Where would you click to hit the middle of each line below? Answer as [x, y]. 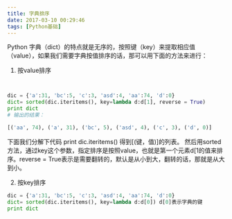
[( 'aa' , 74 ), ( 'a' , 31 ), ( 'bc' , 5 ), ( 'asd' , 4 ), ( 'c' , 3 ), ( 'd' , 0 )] [110, 128]
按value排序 [34, 71]
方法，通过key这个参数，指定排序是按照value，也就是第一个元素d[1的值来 [112, 150]
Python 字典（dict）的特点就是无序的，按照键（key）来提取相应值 [101, 47]
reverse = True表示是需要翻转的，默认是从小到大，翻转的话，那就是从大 [122, 159]
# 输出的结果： [26, 115]
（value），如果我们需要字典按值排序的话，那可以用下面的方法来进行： [107, 55]
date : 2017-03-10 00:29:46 [46, 20]
